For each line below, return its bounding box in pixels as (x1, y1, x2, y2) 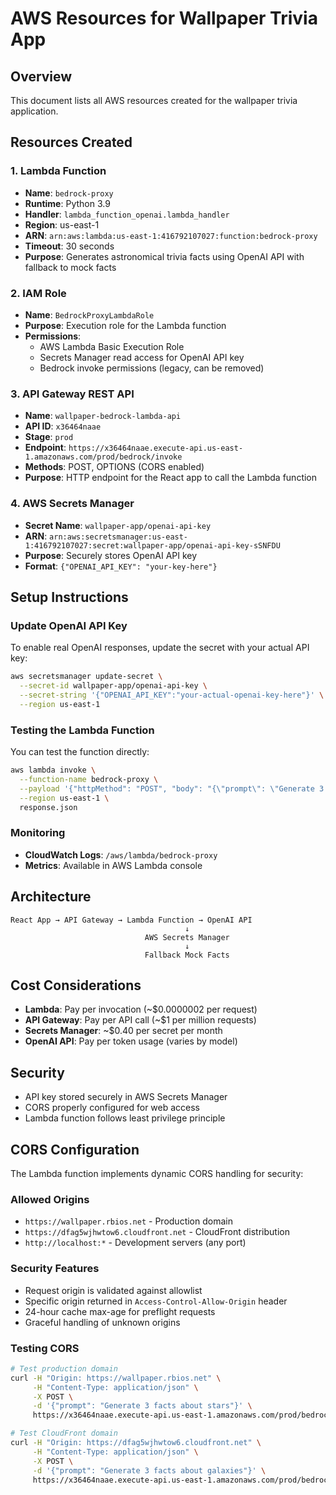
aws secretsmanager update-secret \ (10, 672, 163, 682)
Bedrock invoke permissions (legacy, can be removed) (39, 362, 265, 374)
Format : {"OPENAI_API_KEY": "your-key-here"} (24, 560, 218, 572)
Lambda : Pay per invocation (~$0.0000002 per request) (24, 1003, 258, 1016)
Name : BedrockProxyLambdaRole (24, 308, 155, 321)
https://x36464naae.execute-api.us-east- (68, 443, 244, 454)
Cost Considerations (10, 977, 142, 994)
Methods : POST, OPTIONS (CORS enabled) (24, 461, 205, 473)
